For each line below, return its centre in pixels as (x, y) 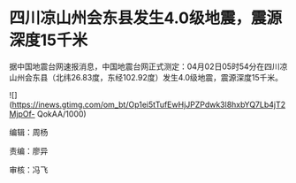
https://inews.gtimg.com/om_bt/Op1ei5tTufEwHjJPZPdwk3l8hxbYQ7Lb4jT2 (149, 104)
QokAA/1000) (61, 114)
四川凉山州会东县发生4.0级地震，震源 (146, 18)
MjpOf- (22, 114)
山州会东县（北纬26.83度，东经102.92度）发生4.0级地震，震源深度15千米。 (146, 77)
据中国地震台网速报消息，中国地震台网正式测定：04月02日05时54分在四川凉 (148, 66)
